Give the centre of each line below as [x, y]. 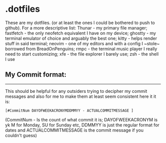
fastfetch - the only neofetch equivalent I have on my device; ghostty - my [81, 33]
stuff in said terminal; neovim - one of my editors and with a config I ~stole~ [83, 43]
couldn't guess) [21, 135]
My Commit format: [36, 75]
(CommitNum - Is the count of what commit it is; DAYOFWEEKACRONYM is [82, 119]
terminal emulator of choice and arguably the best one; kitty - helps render [81, 38]
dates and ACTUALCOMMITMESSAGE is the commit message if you [74, 130]
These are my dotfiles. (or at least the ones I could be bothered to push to [80, 23]
